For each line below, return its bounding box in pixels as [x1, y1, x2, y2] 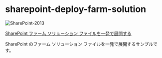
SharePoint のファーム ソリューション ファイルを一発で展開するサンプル [5, 41, 154, 47]
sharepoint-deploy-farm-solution [5, 3, 147, 15]
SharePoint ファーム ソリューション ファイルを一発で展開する [5, 30, 132, 36]
